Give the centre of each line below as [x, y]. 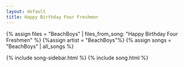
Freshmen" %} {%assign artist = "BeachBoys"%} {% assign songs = [89, 40]
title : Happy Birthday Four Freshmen [52, 17]
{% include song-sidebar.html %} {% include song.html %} [77, 58]
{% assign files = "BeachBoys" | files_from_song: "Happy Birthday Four [92, 33]
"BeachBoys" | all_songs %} [40, 46]
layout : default [26, 11]
